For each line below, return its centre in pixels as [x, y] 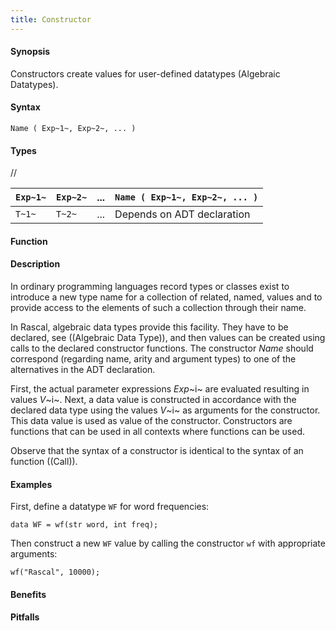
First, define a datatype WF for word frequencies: [110, 507]
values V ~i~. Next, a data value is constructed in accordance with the [153, 400]
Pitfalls [25, 617]
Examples [31, 484]
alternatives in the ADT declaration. [83, 370]
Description [35, 264]
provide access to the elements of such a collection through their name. [158, 308]
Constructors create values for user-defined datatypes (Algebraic [145, 73]
